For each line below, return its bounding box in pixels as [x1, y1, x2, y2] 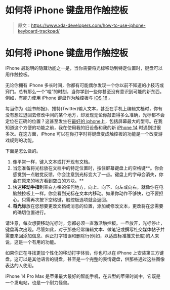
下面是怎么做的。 [5, 148, 41, 154]
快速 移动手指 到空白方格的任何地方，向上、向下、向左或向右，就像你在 [12, 184, 159, 190]
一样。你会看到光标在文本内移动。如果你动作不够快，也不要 [34, 190, 159, 196]
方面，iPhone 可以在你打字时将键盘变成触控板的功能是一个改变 [27, 131, 158, 137]
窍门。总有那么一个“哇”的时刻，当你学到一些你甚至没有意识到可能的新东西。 [5, 88, 164, 94]
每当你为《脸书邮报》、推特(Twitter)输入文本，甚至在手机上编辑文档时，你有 [5, 105, 163, 111]
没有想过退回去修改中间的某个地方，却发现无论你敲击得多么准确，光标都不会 [5, 112, 165, 118]
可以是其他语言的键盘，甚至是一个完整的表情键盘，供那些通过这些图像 [18, 256, 165, 262]
